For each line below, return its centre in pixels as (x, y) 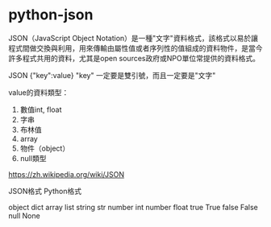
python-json (51, 15)
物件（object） (45, 148)
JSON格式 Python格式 (45, 191)
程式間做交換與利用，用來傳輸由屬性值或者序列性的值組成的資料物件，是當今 (135, 48)
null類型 (33, 158)
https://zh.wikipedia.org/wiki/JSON (67, 174)
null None (24, 216)
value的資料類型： (39, 92)
